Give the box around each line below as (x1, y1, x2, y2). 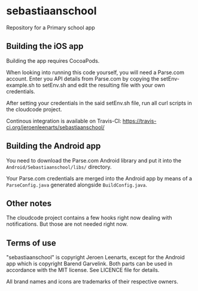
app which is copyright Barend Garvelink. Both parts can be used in (6, 260, 173, 267)
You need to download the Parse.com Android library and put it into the (6, 157, 181, 164)
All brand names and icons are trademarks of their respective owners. (6, 278, 178, 285)
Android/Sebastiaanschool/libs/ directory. (6, 163, 112, 170)
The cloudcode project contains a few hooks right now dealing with (6, 214, 172, 222)
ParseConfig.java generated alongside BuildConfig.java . (6, 181, 148, 188)
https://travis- (122, 117, 157, 124)
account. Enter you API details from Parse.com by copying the (6, 75, 160, 82)
